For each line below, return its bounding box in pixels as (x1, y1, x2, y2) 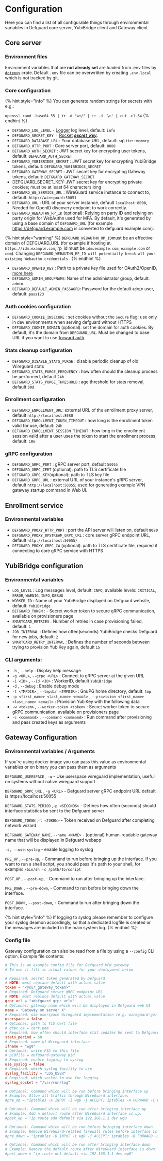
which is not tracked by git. (5, 74, 59, 81)
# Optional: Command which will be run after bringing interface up (5, 1106, 147, 1112)
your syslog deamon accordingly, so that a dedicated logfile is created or (5, 920, 151, 925)
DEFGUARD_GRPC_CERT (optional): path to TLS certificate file (12, 466, 126, 473)
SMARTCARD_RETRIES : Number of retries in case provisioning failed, (12, 618, 143, 624)
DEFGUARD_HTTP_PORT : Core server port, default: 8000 (12, 143, 115, 148)
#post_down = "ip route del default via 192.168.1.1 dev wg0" (5, 1151, 133, 1157)
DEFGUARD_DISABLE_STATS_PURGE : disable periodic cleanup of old (12, 358, 139, 364)
